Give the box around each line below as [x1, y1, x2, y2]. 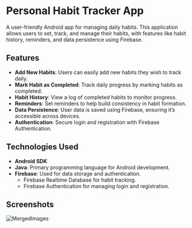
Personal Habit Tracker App [6, 4, 144, 18]
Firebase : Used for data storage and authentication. [14, 170, 141, 177]
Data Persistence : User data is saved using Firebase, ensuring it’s [14, 106, 176, 113]
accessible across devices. [14, 112, 81, 119]
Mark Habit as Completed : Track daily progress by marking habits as [14, 81, 183, 88]
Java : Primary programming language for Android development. [14, 163, 170, 171]
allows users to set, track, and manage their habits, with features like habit [6, 29, 187, 36]
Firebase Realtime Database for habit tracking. [23, 176, 137, 183]
